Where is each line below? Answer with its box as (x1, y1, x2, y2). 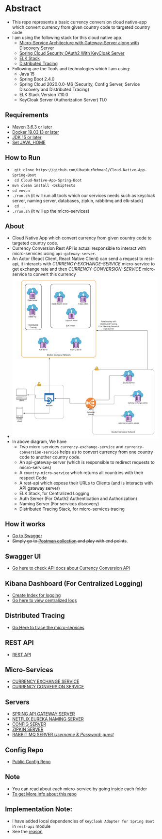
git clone (14, 167, 34, 172)
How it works (5, 520, 46, 528)
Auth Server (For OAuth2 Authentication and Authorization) (19, 496, 137, 501)
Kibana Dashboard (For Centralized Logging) (5, 579, 143, 588)
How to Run (5, 154, 41, 162)
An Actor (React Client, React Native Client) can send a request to (12, 256, 144, 261)
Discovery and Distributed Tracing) (19, 86, 90, 92)
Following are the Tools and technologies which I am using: (12, 65, 130, 71)
